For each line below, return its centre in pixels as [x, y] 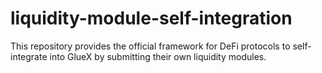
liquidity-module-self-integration [151, 18]
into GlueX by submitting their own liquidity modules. [158, 56]
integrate [29, 56]
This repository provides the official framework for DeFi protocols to [150, 46]
